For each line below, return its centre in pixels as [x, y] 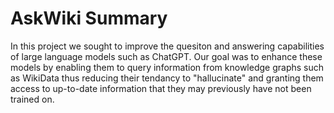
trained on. [32, 99]
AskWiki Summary [89, 18]
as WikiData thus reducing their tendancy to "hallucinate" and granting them [167, 78]
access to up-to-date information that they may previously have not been [161, 88]
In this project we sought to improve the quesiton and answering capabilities [167, 46]
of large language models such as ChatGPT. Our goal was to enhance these [166, 56]
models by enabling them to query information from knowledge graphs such [167, 67]
